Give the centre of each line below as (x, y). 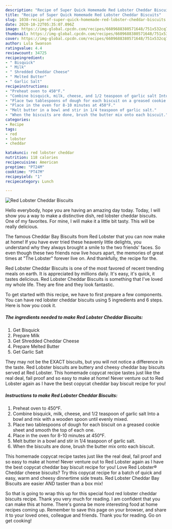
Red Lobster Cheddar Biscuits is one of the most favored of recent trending (85, 268)
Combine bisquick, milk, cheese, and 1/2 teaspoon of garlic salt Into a (86, 414)
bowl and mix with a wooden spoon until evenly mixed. (70, 419)
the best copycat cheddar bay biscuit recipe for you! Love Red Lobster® (81, 467)
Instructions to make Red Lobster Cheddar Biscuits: (61, 395)
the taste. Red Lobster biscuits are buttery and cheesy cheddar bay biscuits (85, 368)
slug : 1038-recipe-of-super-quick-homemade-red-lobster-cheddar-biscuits (86, 19)
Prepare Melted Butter (36, 347)
